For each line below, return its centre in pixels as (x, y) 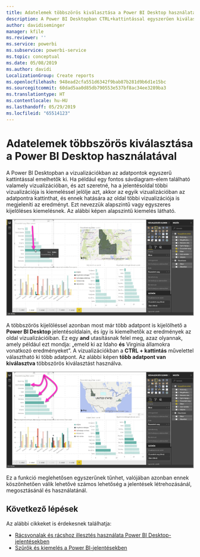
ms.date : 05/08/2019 (32, 63)
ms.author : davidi (29, 69)
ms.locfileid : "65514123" (38, 113)
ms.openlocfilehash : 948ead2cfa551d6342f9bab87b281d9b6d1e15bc (86, 82)
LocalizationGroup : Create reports (50, 75)
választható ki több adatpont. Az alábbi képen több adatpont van (86, 357)
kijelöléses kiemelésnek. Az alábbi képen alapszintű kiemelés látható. (91, 211)
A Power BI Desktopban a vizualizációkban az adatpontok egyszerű (89, 172)
